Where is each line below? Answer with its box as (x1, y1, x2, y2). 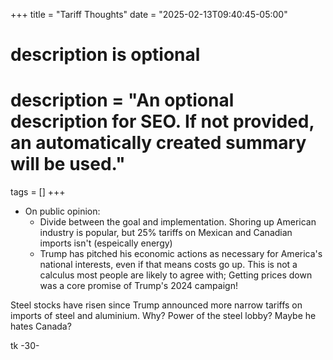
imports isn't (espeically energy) (39, 237, 173, 249)
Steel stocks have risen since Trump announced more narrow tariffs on (10, 299, 303, 311)
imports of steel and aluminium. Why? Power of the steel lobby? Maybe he (10, 310, 317, 322)
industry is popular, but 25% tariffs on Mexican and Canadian (39, 227, 293, 239)
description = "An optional (10, 89, 235, 112)
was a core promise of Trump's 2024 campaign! (39, 280, 238, 292)
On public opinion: (24, 205, 101, 218)
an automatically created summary (10, 132, 307, 154)
